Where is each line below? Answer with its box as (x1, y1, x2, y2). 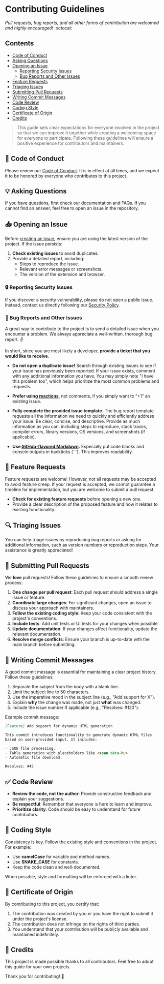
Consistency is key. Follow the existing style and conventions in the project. (5, 839, 158, 845)
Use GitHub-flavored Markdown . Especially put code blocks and (12, 443, 144, 449)
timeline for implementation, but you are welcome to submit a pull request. (5, 486, 155, 492)
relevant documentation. (12, 631, 62, 637)
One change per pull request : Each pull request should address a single (12, 589, 158, 595)
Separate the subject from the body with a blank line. (12, 684, 119, 690)
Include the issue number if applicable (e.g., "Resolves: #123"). (12, 705, 140, 710)
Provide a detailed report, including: (12, 256, 85, 262)
